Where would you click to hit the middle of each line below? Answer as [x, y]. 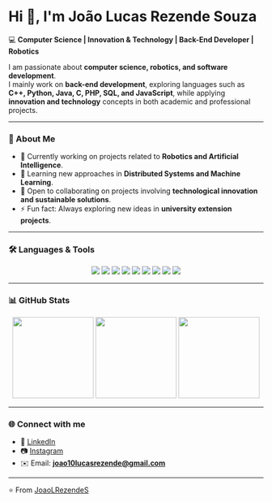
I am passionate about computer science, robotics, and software [118, 67]
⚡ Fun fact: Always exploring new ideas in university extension [126, 209]
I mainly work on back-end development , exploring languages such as [127, 84]
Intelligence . [41, 165]
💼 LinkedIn [38, 442]
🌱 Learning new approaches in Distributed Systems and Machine [130, 174]
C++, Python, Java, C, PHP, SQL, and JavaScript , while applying [117, 93]
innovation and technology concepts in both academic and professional [130, 102]
